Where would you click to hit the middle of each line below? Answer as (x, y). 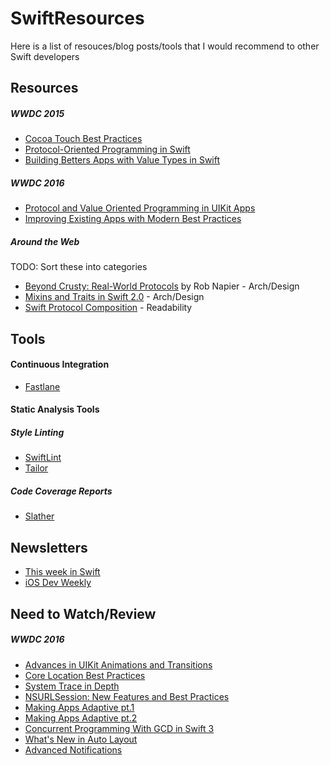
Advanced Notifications (73, 749)
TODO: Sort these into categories (79, 267)
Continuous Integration (60, 364)
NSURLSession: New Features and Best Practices (127, 696)
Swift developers (45, 56)
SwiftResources (77, 18)
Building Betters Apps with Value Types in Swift (122, 160)
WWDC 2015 (37, 113)
